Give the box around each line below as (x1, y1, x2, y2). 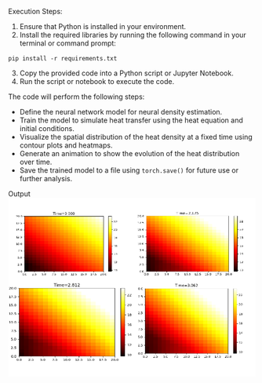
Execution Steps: (8, 7, 63, 16)
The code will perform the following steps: (8, 92, 145, 101)
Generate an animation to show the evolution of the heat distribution (19, 149, 240, 158)
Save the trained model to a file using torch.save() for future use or (19, 166, 239, 175)
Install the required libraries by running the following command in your (19, 31, 247, 39)
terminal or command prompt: (19, 38, 116, 48)
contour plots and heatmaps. (19, 140, 113, 150)
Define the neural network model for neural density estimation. (19, 108, 223, 116)
